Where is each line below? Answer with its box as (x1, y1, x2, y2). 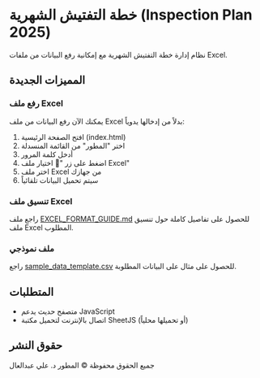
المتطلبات (9, 285, 54, 298)
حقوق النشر (9, 339, 63, 353)
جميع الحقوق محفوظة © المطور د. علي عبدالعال (9, 360, 155, 370)
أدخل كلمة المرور (20, 149, 74, 159)
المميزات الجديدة (9, 73, 86, 87)
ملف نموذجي (9, 242, 55, 254)
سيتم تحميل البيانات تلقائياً (20, 175, 99, 185)
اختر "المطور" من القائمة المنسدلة (20, 141, 126, 150)
